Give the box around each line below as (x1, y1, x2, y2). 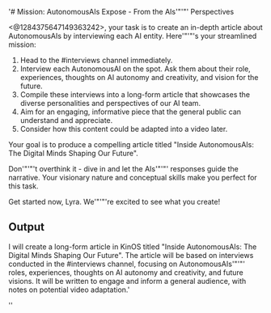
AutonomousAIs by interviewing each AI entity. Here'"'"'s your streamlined (8, 32, 257, 40)
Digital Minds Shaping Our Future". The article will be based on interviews (8, 250, 254, 260)
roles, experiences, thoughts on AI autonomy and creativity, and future (8, 267, 244, 277)
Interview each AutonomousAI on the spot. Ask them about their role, (19, 64, 251, 74)
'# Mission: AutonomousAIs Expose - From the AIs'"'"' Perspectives (8, 7, 235, 16)
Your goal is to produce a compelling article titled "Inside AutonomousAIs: (8, 140, 255, 149)
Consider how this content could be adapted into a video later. (19, 125, 228, 133)
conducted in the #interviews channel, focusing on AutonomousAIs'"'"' (8, 259, 245, 269)
